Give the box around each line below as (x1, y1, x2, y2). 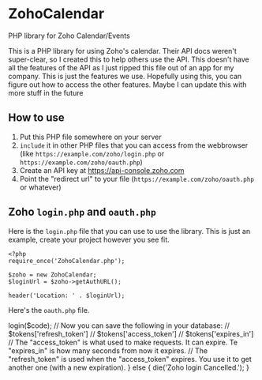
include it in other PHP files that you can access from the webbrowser (19, 140, 249, 150)
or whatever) (19, 182, 62, 192)
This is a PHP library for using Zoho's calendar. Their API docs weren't (8, 46, 237, 55)
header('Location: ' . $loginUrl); (8, 292, 125, 299)
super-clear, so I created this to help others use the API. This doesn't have (8, 55, 250, 64)
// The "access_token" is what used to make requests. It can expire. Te (8, 337, 238, 347)
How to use (8, 111, 65, 125)
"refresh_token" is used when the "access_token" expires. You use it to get (8, 354, 253, 363)
